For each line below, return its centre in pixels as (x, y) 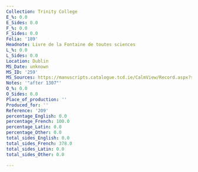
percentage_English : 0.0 (37, 116)
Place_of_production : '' (37, 99)
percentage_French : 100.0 (38, 122)
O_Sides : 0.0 (22, 94)
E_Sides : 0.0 (22, 22)
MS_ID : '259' (22, 72)
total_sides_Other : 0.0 (35, 154)
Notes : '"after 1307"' (34, 83)
